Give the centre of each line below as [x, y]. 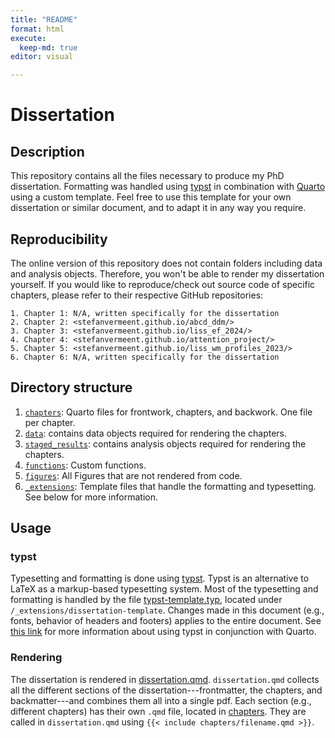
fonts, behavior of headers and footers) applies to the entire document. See [166, 621]
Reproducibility [59, 239]
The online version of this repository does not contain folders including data [166, 263]
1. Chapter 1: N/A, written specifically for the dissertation [145, 313]
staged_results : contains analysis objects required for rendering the [165, 443]
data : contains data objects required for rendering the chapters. [156, 433]
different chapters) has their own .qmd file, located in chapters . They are [158, 711]
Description [47, 151]
